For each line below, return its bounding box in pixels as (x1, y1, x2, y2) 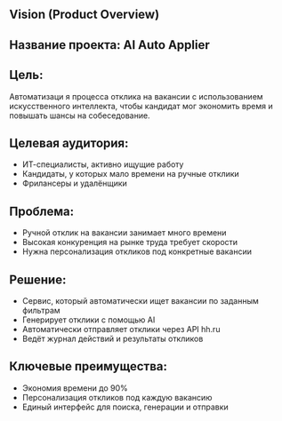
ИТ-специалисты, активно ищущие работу (21, 159, 184, 170)
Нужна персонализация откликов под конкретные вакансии (21, 246, 252, 257)
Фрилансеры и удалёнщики (21, 178, 127, 189)
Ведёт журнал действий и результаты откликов (21, 333, 204, 345)
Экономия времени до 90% (21, 382, 129, 393)
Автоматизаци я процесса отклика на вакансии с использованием (9, 91, 264, 101)
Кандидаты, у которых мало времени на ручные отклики (21, 169, 240, 179)
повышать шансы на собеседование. (9, 110, 150, 121)
